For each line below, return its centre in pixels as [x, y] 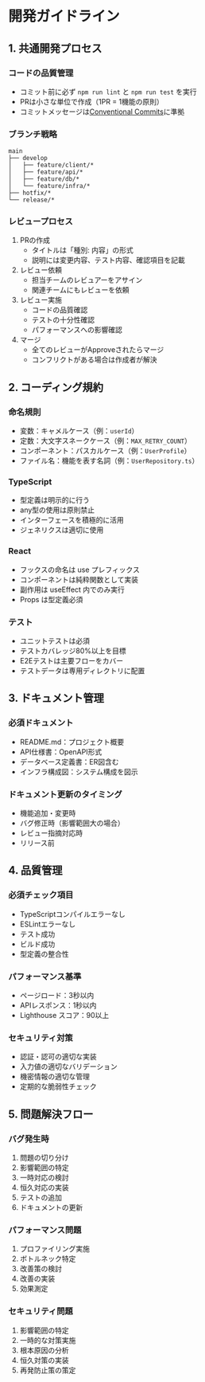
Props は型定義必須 [51, 599]
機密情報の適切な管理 [54, 1077]
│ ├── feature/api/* [46, 172]
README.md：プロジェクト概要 [72, 742]
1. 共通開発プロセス [55, 48]
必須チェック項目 [41, 895]
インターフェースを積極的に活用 [72, 520]
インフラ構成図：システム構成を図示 [79, 771]
